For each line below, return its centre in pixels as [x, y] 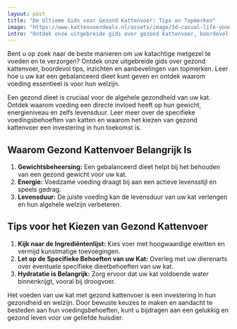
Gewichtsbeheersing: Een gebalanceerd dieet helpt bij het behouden [119, 167]
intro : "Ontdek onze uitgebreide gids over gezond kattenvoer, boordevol [118, 34]
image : [17, 27]
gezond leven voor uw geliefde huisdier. [65, 317]
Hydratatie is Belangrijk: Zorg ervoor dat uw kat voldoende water [113, 274]
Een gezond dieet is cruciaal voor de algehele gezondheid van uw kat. [109, 98]
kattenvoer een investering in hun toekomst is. [74, 127]
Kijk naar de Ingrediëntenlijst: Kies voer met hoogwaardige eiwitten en [121, 243]
